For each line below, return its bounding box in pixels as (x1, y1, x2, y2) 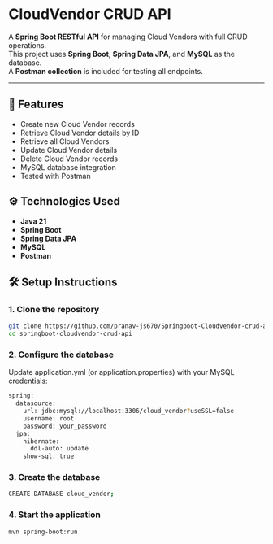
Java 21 (19, 216, 47, 226)
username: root (23, 414, 75, 423)
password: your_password (23, 422, 107, 430)
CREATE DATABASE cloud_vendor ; (8, 490, 115, 498)
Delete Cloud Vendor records (19, 154, 119, 163)
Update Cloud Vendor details (19, 145, 118, 154)
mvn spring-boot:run (8, 528, 79, 536)
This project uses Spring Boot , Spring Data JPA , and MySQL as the (8, 49, 236, 59)
